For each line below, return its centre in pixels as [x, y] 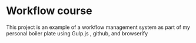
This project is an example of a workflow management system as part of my [98, 27]
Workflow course [49, 11]
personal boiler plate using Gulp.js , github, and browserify [77, 33]
